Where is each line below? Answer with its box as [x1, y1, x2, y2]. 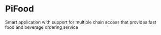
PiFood [5, 3, 34, 14]
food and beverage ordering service [5, 24, 78, 30]
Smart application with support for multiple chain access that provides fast [5, 19, 157, 25]
